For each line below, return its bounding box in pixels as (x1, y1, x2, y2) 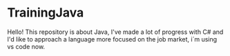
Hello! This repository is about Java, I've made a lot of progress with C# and (7, 28, 224, 36)
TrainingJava (7, 5, 84, 21)
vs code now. (7, 42, 46, 50)
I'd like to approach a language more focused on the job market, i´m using (7, 35, 218, 43)
